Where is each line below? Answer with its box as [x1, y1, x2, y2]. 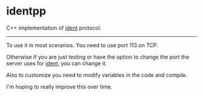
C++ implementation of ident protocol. [6, 24, 101, 31]
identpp [6, 4, 47, 18]
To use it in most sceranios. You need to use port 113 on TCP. [6, 41, 158, 49]
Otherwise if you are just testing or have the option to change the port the [6, 53, 190, 60]
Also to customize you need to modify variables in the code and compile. [6, 71, 188, 78]
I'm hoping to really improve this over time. [6, 83, 113, 90]
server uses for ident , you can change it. [6, 59, 108, 67]
